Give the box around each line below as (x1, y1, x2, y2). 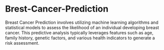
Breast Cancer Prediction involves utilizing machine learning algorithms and (5, 19, 159, 25)
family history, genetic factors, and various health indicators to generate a (5, 35, 155, 41)
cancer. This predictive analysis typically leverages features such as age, (5, 30, 154, 35)
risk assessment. (5, 40, 39, 46)
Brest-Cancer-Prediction (5, 3, 109, 15)
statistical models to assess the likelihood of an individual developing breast (5, 24, 159, 30)
